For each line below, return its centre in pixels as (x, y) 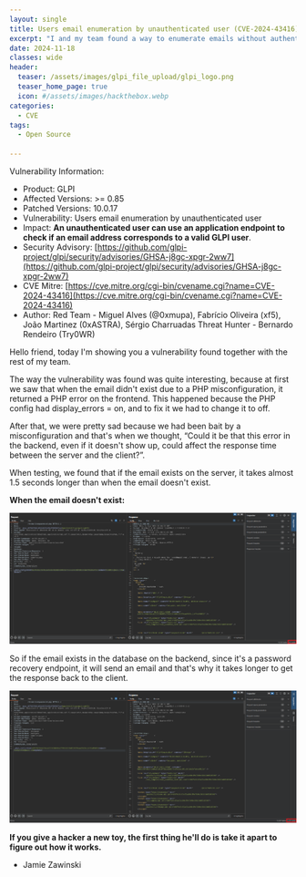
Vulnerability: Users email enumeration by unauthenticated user (142, 218)
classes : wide (36, 58)
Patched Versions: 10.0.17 (70, 208)
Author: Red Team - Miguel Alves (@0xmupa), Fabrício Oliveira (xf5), (152, 315)
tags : (20, 125)
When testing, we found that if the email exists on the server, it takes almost (152, 473)
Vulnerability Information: (57, 171)
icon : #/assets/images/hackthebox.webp (93, 96)
